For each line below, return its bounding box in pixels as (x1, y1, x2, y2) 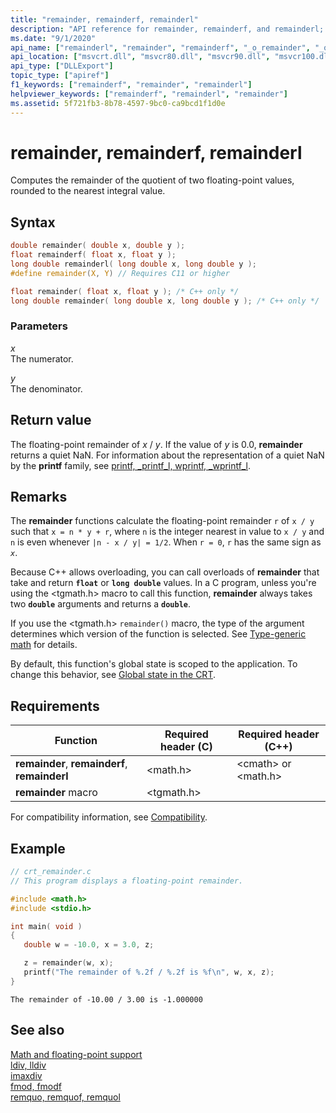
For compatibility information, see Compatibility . (10, 811, 208, 823)
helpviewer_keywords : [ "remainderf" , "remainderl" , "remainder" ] (10, 89, 288, 99)
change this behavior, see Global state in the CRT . (10, 669, 216, 681)
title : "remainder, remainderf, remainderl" (10, 14, 199, 25)
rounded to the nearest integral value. (10, 185, 166, 197)
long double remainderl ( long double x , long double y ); (10, 259, 257, 269)
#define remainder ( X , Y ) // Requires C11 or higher (10, 268, 230, 278)
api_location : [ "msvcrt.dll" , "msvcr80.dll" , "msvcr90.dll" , (10, 52, 271, 62)
